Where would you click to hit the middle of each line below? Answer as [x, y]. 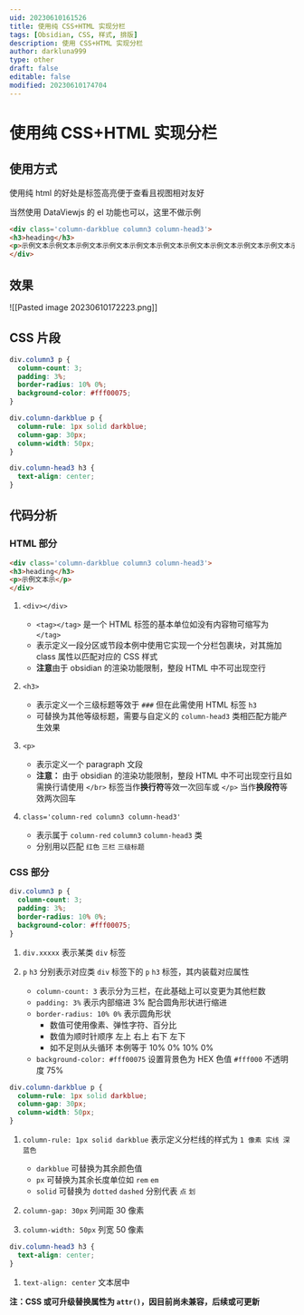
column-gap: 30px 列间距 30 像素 [83, 1211]
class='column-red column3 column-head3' [101, 817]
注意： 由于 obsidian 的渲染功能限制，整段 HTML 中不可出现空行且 [160, 775]
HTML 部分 [33, 543]
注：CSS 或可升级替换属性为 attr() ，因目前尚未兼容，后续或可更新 [135, 1301]
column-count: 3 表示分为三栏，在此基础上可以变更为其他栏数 [151, 990]
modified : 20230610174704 [58, 85]
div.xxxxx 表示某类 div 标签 [74, 952]
